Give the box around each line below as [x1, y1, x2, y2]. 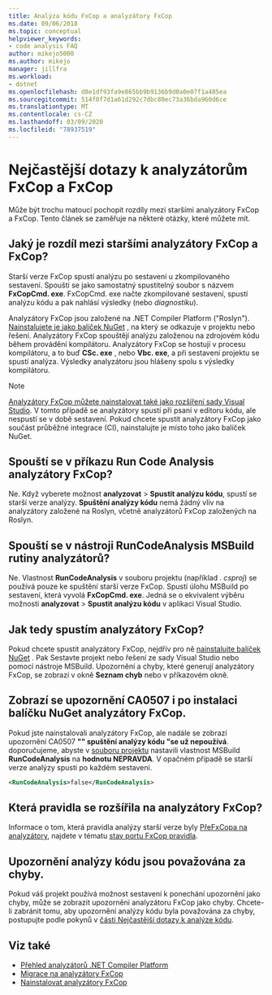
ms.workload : [8, 72, 53, 81]
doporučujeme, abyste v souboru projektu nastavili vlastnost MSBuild [8, 745, 241, 755]
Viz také [8, 938, 51, 953]
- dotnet [8, 80, 38, 88]
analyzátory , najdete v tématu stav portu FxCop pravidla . [8, 831, 199, 841]
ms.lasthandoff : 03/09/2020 [8, 118, 104, 126]
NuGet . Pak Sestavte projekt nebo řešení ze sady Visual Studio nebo [8, 652, 240, 662]
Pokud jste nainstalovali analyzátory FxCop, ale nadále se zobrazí [8, 728, 227, 738]
